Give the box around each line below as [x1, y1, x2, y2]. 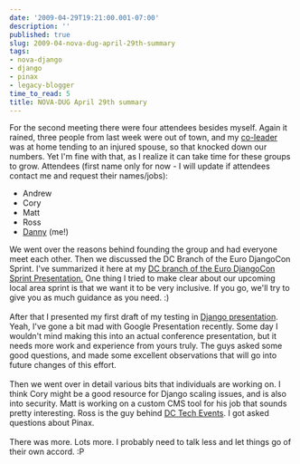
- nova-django [9, 55, 63, 64]
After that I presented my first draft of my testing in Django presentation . [9, 312, 278, 323]
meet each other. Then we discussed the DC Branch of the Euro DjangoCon [9, 254, 291, 265]
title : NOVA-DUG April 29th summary [9, 97, 147, 107]
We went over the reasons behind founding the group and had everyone [9, 244, 278, 255]
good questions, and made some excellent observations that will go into [9, 350, 277, 361]
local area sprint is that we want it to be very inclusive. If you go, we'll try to [9, 283, 291, 294]
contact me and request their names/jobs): [9, 170, 169, 181]
